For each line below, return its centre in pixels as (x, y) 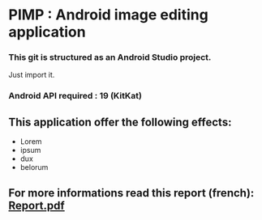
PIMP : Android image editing (108, 15)
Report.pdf (37, 205)
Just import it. (32, 75)
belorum (34, 167)
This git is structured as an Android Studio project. (110, 57)
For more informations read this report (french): (131, 193)
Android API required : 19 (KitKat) (75, 96)
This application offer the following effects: (120, 122)
